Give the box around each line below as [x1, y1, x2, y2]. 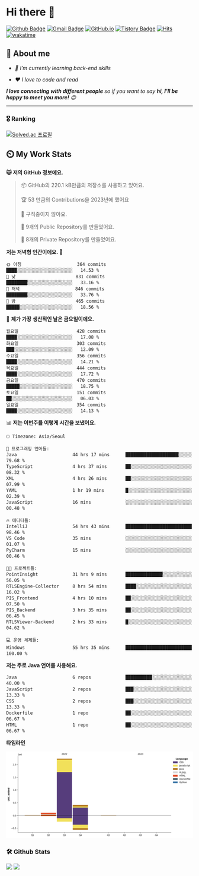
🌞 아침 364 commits [6, 261, 107, 267]
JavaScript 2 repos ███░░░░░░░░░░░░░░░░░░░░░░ [6, 686, 192, 692]
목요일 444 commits [6, 365, 107, 371]
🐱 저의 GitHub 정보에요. [6, 169, 63, 176]
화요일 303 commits [6, 340, 107, 347]
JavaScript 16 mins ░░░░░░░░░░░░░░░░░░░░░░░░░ [6, 499, 192, 505]
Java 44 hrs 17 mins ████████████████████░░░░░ [6, 451, 192, 457]
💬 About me [6, 49, 50, 59]
